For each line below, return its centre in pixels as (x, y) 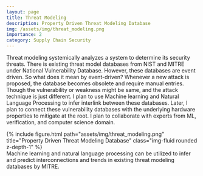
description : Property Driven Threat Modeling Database (78, 23)
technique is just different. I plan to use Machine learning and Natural (93, 96)
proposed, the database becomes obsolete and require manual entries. (95, 83)
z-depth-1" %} (24, 147)
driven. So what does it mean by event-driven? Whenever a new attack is (98, 77)
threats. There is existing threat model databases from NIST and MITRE (95, 64)
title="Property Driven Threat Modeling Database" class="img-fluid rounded (102, 140)
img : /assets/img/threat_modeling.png (55, 29)
